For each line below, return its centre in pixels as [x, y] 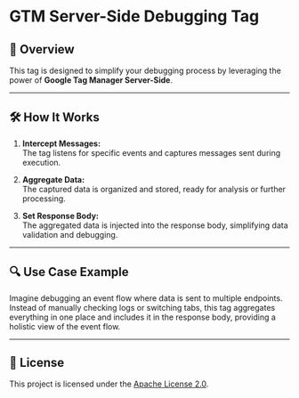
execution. [41, 162]
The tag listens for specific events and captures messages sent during [151, 152]
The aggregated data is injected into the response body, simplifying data [155, 225]
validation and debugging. [70, 234]
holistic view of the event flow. [65, 326]
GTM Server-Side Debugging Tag [134, 16]
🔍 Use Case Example [69, 272]
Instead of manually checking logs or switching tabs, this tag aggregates [142, 307]
